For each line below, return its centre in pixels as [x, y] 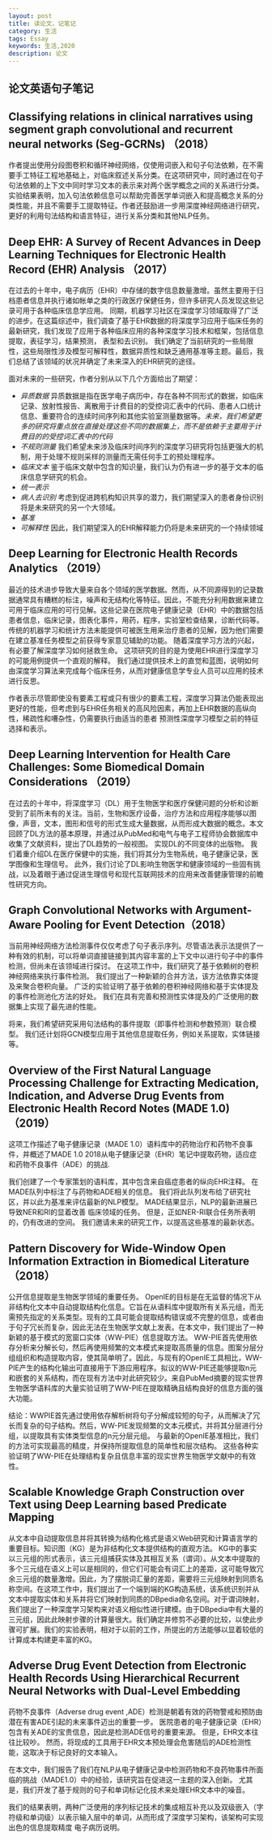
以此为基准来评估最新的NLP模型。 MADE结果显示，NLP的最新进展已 [143, 1202]
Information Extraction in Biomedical [102, 1261]
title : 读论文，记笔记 [42, 24]
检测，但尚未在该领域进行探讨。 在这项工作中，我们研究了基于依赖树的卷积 [134, 966]
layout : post [30, 16]
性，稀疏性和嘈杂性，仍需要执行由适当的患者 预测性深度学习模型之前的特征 [134, 718]
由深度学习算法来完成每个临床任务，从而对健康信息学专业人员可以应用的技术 [136, 670]
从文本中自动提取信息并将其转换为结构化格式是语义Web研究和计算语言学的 [133, 1538]
